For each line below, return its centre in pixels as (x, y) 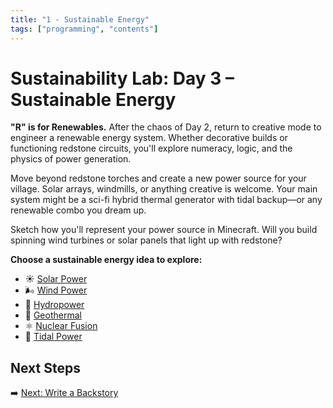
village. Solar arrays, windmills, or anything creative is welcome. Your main (164, 189)
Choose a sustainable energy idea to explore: (106, 260)
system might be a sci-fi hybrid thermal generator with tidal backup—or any (166, 200)
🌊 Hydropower (54, 305)
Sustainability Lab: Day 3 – (122, 78)
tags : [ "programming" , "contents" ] (84, 29)
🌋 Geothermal (53, 315)
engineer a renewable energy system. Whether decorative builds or (149, 138)
